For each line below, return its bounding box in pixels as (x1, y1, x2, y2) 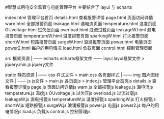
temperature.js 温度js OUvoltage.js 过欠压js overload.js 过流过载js (5, 90, 137, 96)
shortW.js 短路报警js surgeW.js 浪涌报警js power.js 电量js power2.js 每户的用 (5, 102, 160, 108)
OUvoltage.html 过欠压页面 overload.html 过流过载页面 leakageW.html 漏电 (5, 27, 156, 33)
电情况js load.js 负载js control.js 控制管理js (5, 109, 91, 114)
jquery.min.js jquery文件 (5, 61, 54, 67)
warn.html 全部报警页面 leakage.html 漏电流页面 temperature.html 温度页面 (5, 21, 157, 26)
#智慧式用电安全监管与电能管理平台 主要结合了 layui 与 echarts (5, 4, 132, 10)
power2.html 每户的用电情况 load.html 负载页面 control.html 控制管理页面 (5, 45, 153, 51)
